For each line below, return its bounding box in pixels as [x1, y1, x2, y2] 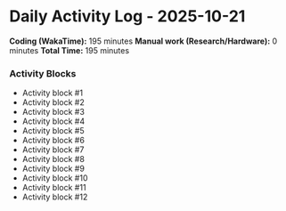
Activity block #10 [21, 173, 88, 183]
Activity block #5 [21, 126, 85, 136]
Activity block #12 [21, 191, 88, 202]
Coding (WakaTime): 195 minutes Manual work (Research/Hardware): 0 [9, 36, 278, 46]
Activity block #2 [21, 97, 85, 108]
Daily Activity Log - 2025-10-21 [9, 6, 246, 27]
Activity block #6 [21, 135, 85, 146]
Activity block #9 [21, 163, 85, 174]
